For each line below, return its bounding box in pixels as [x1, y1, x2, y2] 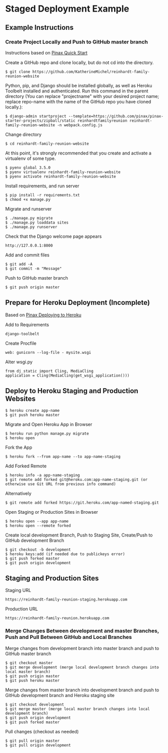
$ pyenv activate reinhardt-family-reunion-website [5, 174, 116, 179]
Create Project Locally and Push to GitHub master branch [5, 38, 148, 45]
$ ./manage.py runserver [5, 224, 58, 230]
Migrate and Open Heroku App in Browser [5, 421, 92, 427]
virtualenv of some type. [5, 155, 57, 162]
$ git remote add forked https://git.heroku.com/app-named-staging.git [5, 500, 159, 505]
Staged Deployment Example [5, 3, 130, 15]
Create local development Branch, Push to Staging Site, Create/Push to [5, 532, 153, 538]
